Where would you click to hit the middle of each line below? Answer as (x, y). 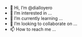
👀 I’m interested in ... (31, 13)
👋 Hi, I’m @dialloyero (31, 8)
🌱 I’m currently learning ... (36, 18)
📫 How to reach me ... (33, 29)
